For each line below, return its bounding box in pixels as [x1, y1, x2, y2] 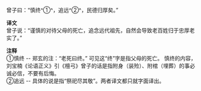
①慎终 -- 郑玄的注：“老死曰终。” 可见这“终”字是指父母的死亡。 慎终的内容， [6, 55, 196, 61]
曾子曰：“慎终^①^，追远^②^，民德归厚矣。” [6, 7, 118, 13]
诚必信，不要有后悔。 [6, 70, 60, 77]
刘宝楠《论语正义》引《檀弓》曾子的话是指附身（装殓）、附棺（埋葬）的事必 [6, 62, 196, 69]
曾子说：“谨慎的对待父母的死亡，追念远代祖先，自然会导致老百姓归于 [6, 27, 179, 34]
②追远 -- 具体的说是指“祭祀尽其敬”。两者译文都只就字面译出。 [6, 77, 165, 84]
